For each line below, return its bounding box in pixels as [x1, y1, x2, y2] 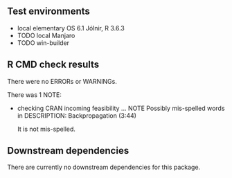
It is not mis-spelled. [17, 125, 76, 133]
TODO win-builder [17, 38, 70, 47]
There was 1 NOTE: [7, 90, 62, 99]
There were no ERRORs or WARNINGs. [7, 77, 118, 85]
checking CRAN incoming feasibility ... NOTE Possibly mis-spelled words [17, 104, 225, 112]
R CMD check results [7, 59, 100, 71]
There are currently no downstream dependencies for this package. [7, 163, 201, 172]
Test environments [7, 6, 90, 17]
